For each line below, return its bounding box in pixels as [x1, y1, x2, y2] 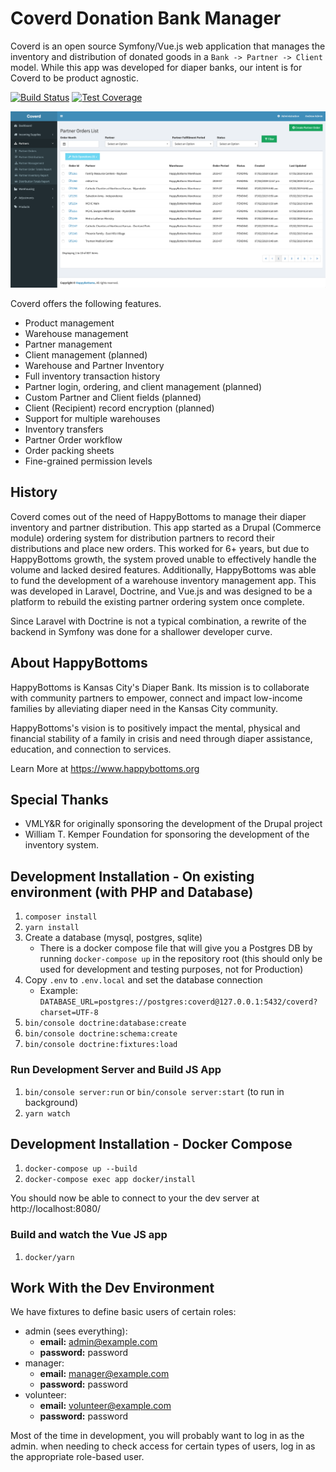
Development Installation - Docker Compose [10, 1135, 293, 1152]
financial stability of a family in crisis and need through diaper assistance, [10, 732, 313, 744]
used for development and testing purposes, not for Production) [39, 963, 304, 976]
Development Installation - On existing [10, 868, 255, 885]
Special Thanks [10, 791, 109, 808]
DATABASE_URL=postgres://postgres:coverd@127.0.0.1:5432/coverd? [39, 997, 318, 1007]
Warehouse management [24, 327, 129, 339]
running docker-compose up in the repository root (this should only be [39, 953, 323, 965]
